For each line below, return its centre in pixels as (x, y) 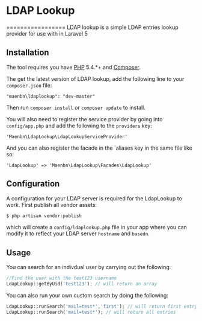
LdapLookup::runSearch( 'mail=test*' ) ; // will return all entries (91, 312)
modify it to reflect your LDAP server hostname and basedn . (78, 234)
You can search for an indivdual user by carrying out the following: (89, 267)
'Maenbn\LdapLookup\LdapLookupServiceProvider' (67, 136)
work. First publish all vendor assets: (52, 205)
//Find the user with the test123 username (62, 278)
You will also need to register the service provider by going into (84, 119)
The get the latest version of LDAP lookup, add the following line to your (95, 78)
